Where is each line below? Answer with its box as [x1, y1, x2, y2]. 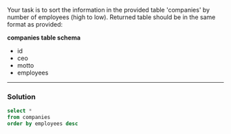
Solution [7, 92, 36, 101]
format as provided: [7, 21, 63, 28]
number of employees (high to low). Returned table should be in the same [7, 13, 216, 21]
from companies [7, 114, 51, 121]
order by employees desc [7, 120, 78, 127]
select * [7, 107, 32, 115]
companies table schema [7, 33, 81, 42]
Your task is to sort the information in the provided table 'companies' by [7, 6, 210, 14]
